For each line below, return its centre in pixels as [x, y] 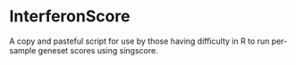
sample [23, 50]
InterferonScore [70, 16]
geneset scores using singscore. [98, 50]
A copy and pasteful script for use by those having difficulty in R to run [140, 41]
